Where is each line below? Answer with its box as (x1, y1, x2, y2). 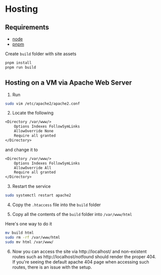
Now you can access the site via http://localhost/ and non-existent (12, 248, 147, 254)
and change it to (5, 147, 38, 153)
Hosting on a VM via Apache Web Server (5, 79, 132, 87)
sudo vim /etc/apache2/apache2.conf (5, 101, 80, 106)
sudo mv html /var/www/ (5, 240, 54, 244)
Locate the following (12, 110, 54, 116)
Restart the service (12, 183, 51, 189)
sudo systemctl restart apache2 (5, 193, 71, 198)
